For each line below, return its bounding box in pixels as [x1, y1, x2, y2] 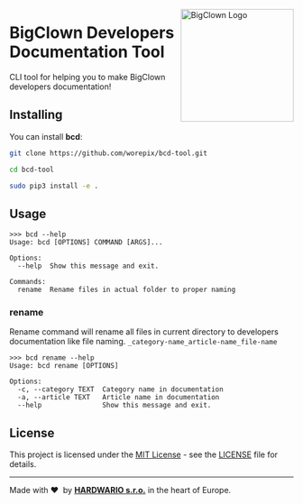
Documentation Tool [9, 41, 165, 62]
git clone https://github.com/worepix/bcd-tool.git [9, 149, 207, 158]
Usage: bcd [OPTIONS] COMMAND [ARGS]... [9, 238, 164, 247]
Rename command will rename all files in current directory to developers [9, 326, 280, 337]
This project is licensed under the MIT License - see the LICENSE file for [9, 449, 278, 460]
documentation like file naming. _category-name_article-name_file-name [9, 336, 278, 347]
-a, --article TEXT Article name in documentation [17, 393, 220, 402]
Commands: [9, 278, 47, 287]
